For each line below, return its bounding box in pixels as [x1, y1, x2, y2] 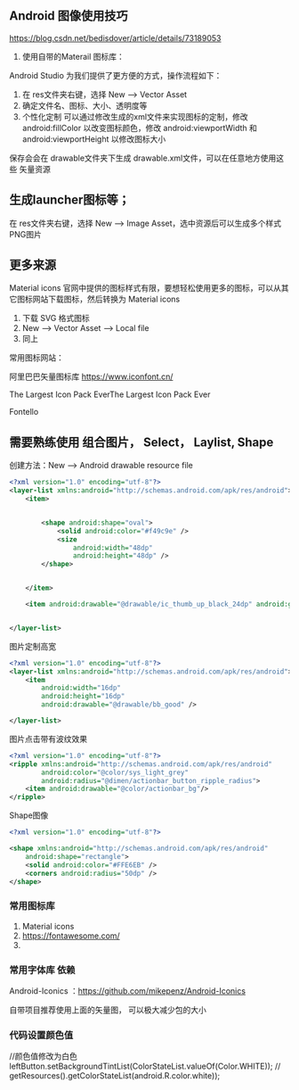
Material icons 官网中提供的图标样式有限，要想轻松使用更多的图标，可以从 [9, 283, 282, 293]
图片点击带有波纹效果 [9, 733, 87, 744]
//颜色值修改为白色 [9, 1051, 78, 1061]
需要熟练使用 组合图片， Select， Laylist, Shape [9, 434, 274, 450]
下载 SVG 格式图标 [21, 313, 91, 324]
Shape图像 [9, 810, 49, 821]
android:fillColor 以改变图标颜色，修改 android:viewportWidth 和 [21, 122, 258, 133]
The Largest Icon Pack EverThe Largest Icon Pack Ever [9, 389, 211, 400]
